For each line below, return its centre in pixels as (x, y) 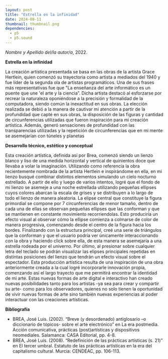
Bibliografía (18, 309)
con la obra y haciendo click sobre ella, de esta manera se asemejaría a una (83, 241)
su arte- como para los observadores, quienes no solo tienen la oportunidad (84, 289)
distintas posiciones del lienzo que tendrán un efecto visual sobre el (75, 256)
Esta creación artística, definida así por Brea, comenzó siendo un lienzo (79, 155)
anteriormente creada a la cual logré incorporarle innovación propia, (76, 267)
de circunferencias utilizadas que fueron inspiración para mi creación (77, 120)
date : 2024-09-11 (23, 19)
